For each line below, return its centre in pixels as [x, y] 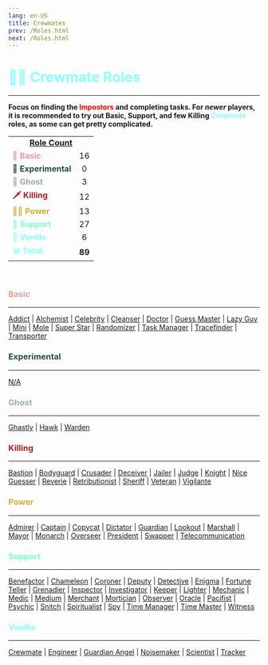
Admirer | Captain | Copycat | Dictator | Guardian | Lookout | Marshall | [124, 527]
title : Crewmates [37, 23]
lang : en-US [28, 16]
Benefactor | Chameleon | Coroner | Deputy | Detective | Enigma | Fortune [130, 581]
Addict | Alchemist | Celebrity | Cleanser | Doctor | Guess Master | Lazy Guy [133, 319]
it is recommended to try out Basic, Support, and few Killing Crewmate [127, 116]
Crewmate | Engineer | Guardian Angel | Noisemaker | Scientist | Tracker [127, 652]
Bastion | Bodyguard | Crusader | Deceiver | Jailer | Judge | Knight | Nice [128, 473]
